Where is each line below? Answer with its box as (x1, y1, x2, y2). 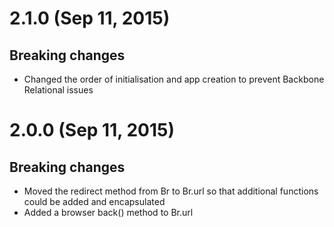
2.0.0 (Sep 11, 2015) (9, 119, 175, 142)
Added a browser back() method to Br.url (23, 207, 194, 218)
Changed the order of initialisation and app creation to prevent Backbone (23, 73, 325, 85)
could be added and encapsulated (23, 196, 166, 207)
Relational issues (23, 84, 94, 96)
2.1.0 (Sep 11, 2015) (9, 7, 171, 30)
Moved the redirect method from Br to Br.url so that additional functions (23, 185, 319, 197)
